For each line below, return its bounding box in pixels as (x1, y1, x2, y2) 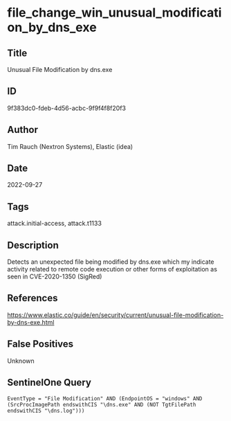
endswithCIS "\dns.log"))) (7, 407, 85, 414)
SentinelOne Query (7, 377, 92, 388)
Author (7, 124, 38, 136)
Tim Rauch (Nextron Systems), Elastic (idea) (7, 142, 133, 150)
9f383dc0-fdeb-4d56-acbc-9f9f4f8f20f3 (7, 104, 127, 112)
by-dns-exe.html (7, 318, 55, 326)
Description (7, 239, 59, 251)
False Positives (7, 338, 74, 350)
